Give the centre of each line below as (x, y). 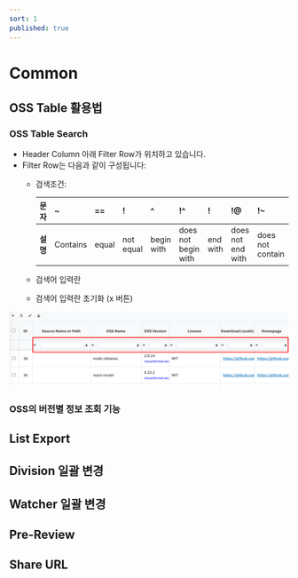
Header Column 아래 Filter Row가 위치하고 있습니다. (114, 154)
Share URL (39, 565)
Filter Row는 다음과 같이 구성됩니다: (84, 165)
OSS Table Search (49, 134)
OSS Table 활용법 (56, 108)
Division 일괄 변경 (56, 471)
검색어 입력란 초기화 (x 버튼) (84, 298)
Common (43, 73)
